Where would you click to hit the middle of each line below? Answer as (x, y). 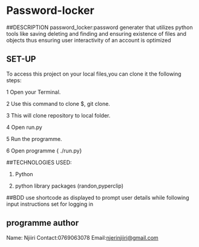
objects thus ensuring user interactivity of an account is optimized (89, 40)
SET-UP (21, 59)
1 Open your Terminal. (34, 92)
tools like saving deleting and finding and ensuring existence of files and (96, 33)
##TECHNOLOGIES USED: (39, 162)
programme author (43, 223)
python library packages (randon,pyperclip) (69, 186)
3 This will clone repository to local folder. (58, 115)
